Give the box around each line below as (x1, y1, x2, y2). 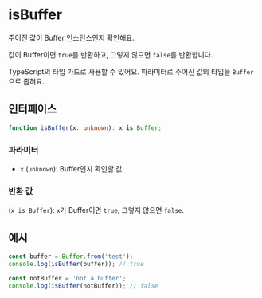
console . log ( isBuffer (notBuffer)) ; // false (8, 281, 158, 290)
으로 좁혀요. (8, 76, 45, 86)
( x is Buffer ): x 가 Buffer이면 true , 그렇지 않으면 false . (8, 206, 185, 215)
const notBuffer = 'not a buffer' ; (8, 274, 127, 282)
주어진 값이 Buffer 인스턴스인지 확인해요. (8, 33, 135, 42)
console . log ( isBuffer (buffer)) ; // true (8, 260, 145, 268)
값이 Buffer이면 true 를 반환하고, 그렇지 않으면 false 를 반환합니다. (8, 49, 213, 59)
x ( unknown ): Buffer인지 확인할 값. (19, 163, 125, 173)
